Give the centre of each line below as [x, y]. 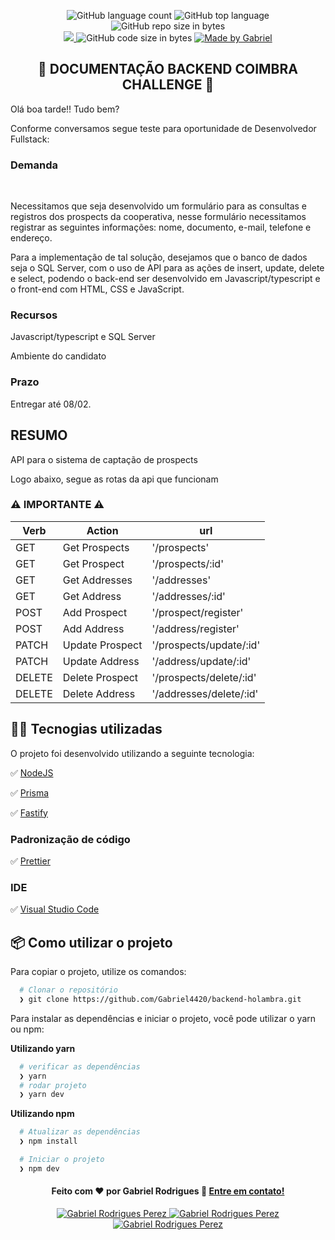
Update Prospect [102, 645]
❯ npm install [48, 1141]
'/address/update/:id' [201, 661]
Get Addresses [97, 580]
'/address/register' [195, 628]
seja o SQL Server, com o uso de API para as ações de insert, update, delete [167, 268]
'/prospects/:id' [187, 563]
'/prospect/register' [197, 612]
